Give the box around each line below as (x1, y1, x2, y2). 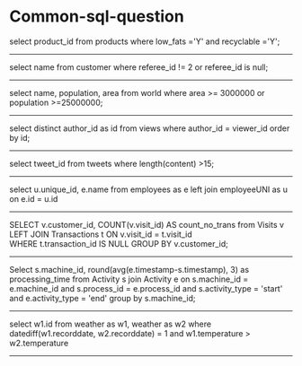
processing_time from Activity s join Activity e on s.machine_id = (9, 274, 249, 284)
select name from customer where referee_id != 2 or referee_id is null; (9, 61, 269, 73)
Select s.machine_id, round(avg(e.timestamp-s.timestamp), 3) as (9, 264, 250, 274)
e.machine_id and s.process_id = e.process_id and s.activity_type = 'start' (9, 283, 283, 293)
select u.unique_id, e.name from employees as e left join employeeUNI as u (9, 184, 288, 195)
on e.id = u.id (9, 193, 58, 204)
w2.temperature (9, 337, 69, 348)
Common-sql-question (9, 6, 184, 27)
